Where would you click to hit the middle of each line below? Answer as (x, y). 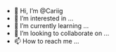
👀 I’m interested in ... (44, 18)
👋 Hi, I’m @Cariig (38, 11)
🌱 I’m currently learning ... (51, 26)
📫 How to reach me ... (46, 41)
